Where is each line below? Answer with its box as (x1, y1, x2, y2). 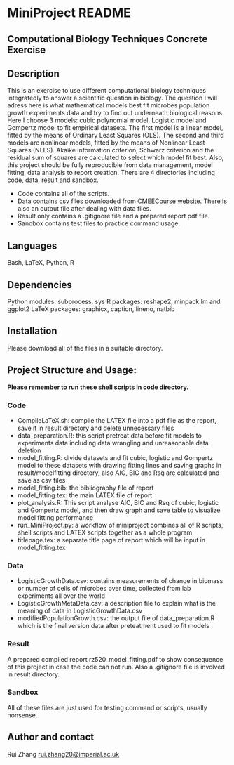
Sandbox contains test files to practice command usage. (17, 219, 181, 228)
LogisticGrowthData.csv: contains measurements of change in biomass (17, 577, 223, 585)
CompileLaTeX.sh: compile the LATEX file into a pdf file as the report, (17, 416, 217, 424)
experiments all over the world (17, 591, 105, 600)
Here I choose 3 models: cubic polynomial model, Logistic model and (7, 116, 207, 124)
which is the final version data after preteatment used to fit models (17, 622, 210, 630)
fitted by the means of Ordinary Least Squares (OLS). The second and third (7, 131, 224, 140)
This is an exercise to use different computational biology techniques (7, 86, 207, 95)
